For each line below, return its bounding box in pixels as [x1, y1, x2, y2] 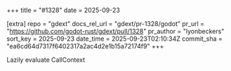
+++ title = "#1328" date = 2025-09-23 [6, 6, 120, 14]
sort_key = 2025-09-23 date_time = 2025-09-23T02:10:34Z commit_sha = [6, 34, 223, 43]
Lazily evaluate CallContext [6, 56, 86, 64]
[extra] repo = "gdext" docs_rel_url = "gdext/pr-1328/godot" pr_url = [6, 20, 205, 27]
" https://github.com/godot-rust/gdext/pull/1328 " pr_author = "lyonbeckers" [6, 27, 225, 35]
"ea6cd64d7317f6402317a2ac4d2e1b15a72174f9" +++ [6, 42, 164, 50]
